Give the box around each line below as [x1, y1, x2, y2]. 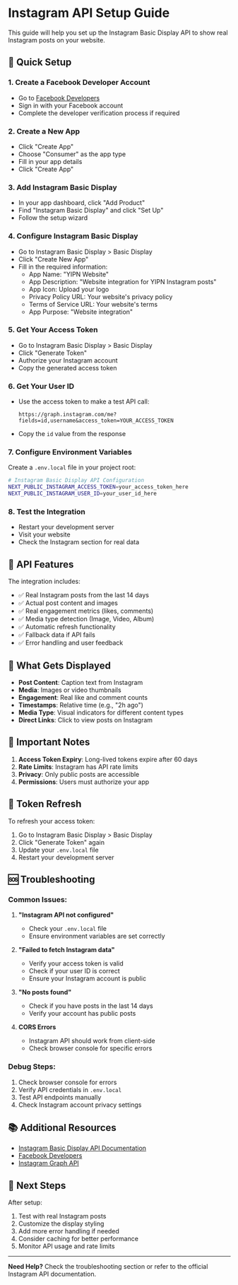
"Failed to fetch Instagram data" [18, 946, 115, 954]
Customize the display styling [18, 1219, 105, 1228]
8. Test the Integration [8, 507, 85, 517]
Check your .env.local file [28, 925, 107, 933]
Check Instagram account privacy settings [18, 1101, 142, 1109]
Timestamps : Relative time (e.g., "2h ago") [18, 700, 144, 709]
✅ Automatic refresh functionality [18, 623, 116, 631]
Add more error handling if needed [18, 1227, 119, 1236]
